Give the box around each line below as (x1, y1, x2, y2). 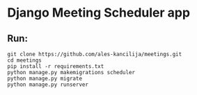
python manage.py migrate (7, 75, 82, 82)
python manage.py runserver (7, 81, 89, 88)
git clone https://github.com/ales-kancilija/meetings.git (7, 51, 182, 58)
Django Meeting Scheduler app (7, 5, 190, 21)
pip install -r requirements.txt (7, 63, 104, 70)
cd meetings (7, 57, 42, 64)
